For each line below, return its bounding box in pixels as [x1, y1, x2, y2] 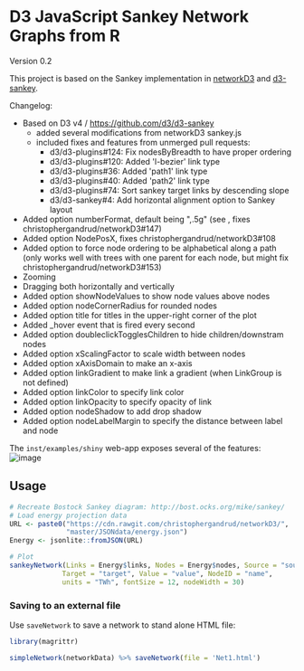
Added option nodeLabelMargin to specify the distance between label [22, 415, 283, 426]
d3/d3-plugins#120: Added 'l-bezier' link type [49, 156, 220, 166]
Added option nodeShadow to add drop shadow [22, 405, 202, 417]
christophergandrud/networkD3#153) [22, 261, 162, 272]
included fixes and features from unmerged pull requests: [35, 137, 251, 147]
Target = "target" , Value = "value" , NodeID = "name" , [62, 569, 273, 578]
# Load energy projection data [9, 511, 128, 520]
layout [49, 203, 73, 214]
